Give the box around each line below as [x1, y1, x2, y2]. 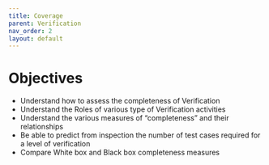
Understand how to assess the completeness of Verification [19, 96, 220, 106]
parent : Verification [8, 19, 82, 27]
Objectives [8, 70, 83, 87]
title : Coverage [8, 11, 63, 20]
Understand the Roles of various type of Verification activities [19, 104, 226, 114]
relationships [19, 122, 63, 132]
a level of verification [19, 139, 91, 149]
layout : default [8, 34, 63, 43]
